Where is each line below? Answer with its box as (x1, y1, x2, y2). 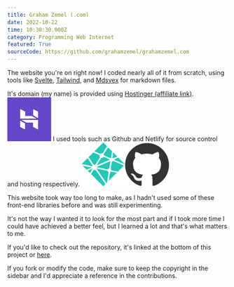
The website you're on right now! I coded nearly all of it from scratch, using (7, 69, 225, 76)
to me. (7, 229, 26, 238)
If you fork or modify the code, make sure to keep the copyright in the (7, 264, 209, 272)
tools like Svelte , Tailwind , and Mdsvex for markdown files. (7, 76, 177, 84)
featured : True (7, 41, 52, 48)
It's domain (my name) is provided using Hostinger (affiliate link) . (7, 90, 194, 98)
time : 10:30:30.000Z (7, 26, 68, 33)
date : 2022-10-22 (7, 18, 58, 26)
